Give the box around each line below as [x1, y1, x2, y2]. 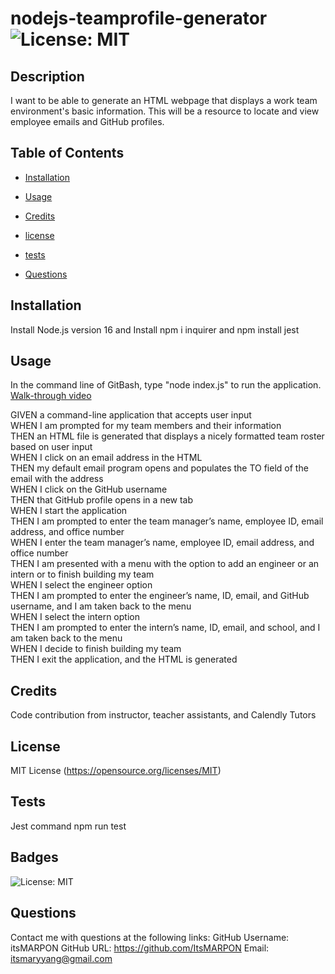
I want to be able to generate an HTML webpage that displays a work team [10, 95, 318, 106]
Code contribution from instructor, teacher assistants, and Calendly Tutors [10, 709, 317, 721]
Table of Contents [10, 145, 125, 162]
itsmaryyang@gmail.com [10, 952, 113, 964]
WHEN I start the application [10, 505, 128, 517]
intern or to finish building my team [10, 568, 155, 581]
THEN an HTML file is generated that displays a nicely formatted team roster [10, 430, 325, 442]
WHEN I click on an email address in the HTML [10, 452, 203, 464]
